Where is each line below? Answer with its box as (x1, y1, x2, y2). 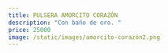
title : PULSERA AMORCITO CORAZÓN (8, 11, 118, 19)
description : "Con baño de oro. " (8, 19, 122, 26)
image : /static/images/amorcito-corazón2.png (8, 33, 160, 41)
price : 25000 (8, 26, 51, 34)
